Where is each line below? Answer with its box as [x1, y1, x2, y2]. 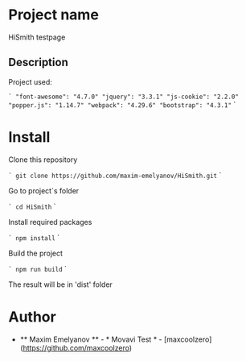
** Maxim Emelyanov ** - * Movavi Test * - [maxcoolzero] [19, 334, 212, 344]
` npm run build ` [8, 263, 67, 273]
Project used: [8, 77, 52, 86]
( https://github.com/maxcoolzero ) [19, 342, 133, 352]
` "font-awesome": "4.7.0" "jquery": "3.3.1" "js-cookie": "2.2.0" [8, 93, 240, 101]
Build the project [8, 248, 63, 258]
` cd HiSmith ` [8, 201, 56, 211]
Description [8, 56, 68, 69]
